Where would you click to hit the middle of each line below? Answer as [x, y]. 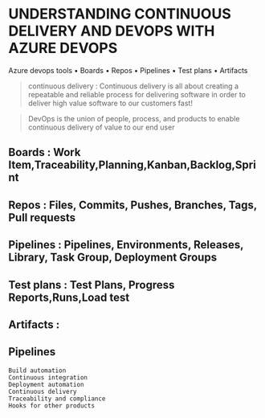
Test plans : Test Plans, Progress [92, 285]
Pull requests [42, 217]
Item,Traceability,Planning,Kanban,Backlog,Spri [132, 165]
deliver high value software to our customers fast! [110, 103]
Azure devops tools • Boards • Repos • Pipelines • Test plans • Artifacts [128, 70]
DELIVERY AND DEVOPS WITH [112, 31]
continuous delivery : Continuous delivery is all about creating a [133, 86]
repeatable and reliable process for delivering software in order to [137, 94]
